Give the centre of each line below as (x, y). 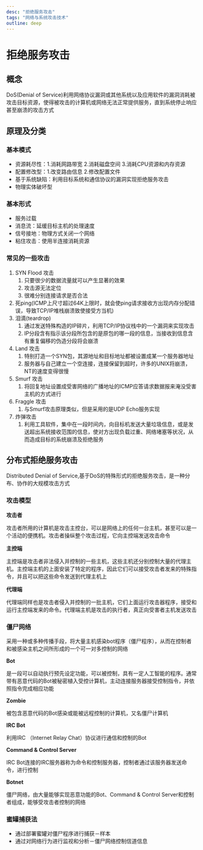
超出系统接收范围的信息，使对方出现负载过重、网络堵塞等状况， (109, 431)
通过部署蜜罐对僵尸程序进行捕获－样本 (63, 834)
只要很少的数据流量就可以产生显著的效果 (74, 280)
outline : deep (24, 23)
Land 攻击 (27, 348)
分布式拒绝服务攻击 (42, 460)
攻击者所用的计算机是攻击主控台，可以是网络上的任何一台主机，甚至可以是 (99, 528)
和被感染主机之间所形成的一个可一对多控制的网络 (67, 649)
